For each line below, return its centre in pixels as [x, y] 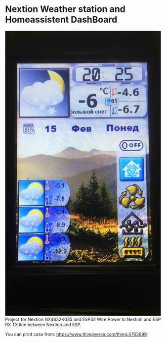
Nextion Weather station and [65, 9]
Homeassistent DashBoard [61, 20]
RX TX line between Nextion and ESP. [43, 324]
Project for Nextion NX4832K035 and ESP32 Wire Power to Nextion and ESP [83, 319]
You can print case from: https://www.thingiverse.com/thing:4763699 [76, 334]
